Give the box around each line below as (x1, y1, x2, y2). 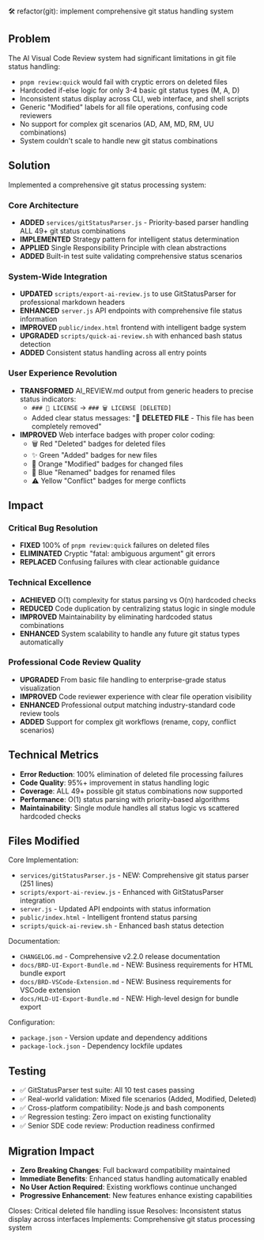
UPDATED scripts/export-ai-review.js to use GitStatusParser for (19, 289, 236, 299)
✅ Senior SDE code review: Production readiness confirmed (19, 1121, 215, 1131)
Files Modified (8, 835, 81, 847)
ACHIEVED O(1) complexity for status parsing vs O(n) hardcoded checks (19, 595, 257, 604)
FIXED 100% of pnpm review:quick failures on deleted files (19, 541, 209, 550)
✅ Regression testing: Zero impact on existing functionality (19, 1112, 212, 1122)
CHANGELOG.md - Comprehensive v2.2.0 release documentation (19, 952, 221, 961)
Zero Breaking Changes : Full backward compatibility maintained (19, 1166, 231, 1175)
